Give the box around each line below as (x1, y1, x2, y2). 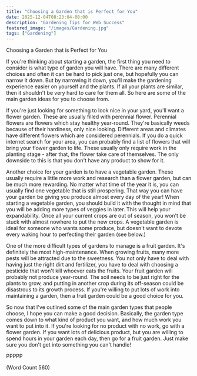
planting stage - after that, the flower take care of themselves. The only (6, 151, 179, 158)
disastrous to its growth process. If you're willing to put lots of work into (6, 286, 180, 293)
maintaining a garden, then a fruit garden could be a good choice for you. (6, 292, 184, 300)
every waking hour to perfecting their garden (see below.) (6, 231, 146, 238)
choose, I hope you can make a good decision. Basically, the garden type (6, 310, 183, 317)
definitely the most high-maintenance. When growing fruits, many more (6, 248, 179, 256)
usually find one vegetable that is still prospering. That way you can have (6, 187, 183, 194)
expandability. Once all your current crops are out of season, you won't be (6, 212, 186, 219)
